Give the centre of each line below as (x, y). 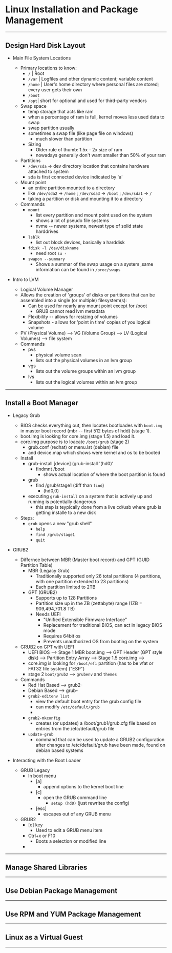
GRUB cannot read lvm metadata (70, 311)
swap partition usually (51, 128)
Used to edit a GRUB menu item (69, 830)
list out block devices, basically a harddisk (80, 242)
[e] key (35, 825)
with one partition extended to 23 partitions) (82, 581)
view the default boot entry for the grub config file (89, 701)
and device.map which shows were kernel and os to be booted (94, 452)
